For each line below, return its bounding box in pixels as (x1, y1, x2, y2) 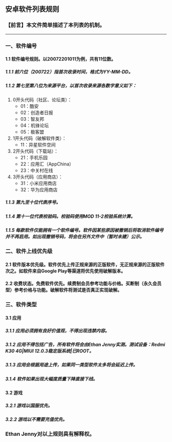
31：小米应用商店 (20, 180, 57, 186)
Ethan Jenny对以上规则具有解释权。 (5, 431, 95, 438)
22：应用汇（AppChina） (20, 161, 74, 167)
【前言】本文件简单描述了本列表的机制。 (5, 22, 105, 29)
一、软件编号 (5, 42, 37, 49)
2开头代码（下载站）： (12, 148, 59, 154)
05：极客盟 (20, 128, 45, 135)
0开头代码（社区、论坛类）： (12, 97, 72, 103)
